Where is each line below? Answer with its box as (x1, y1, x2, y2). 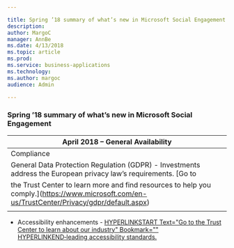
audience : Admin (7, 81, 54, 88)
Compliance (10, 148, 50, 158)
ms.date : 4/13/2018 (7, 42, 64, 49)
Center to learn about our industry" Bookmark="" (17, 225, 159, 233)
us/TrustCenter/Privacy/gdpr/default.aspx (10, 197, 148, 207)
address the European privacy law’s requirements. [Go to (10, 169, 197, 178)
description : (7, 22, 45, 30)
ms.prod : (7, 55, 33, 63)
